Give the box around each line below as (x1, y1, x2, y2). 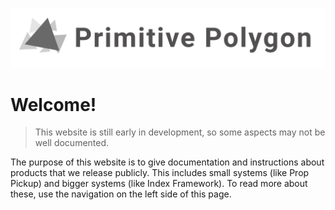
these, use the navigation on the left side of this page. (10, 188, 232, 200)
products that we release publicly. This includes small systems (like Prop (10, 167, 310, 179)
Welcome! (10, 93, 97, 116)
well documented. (34, 137, 110, 149)
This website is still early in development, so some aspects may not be (34, 126, 326, 138)
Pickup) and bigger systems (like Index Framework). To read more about (10, 178, 308, 190)
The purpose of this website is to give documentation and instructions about (10, 156, 325, 168)
